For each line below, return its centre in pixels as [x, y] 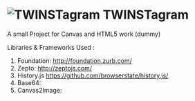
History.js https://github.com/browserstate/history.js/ [93, 75]
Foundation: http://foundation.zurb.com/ [75, 61]
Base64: [29, 82]
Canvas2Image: [39, 90]
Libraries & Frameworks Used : [51, 47]
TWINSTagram [146, 15]
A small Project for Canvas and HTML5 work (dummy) [84, 34]
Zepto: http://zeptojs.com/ [54, 68]
